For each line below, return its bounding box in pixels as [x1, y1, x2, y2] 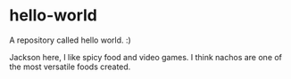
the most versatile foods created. [9, 61, 131, 72]
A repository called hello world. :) [9, 35, 131, 45]
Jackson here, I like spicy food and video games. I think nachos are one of [9, 51, 283, 62]
